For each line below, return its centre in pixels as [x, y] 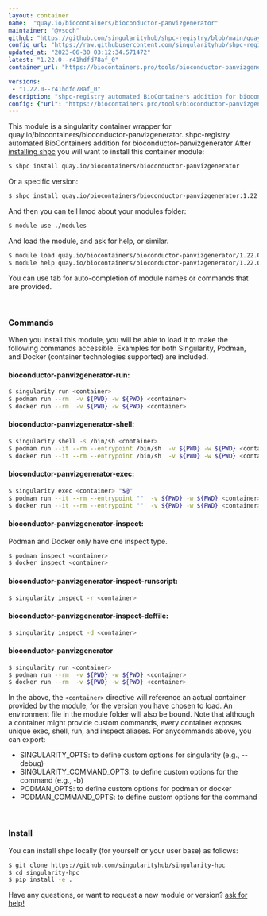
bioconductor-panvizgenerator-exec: [72, 474]
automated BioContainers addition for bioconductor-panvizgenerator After [130, 143]
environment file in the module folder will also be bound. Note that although [132, 714]
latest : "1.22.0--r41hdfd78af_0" [64, 60]
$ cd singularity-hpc [44, 872]
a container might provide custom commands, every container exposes [125, 723]
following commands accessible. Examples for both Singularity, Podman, [127, 348]
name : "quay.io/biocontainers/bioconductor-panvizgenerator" [113, 23]
